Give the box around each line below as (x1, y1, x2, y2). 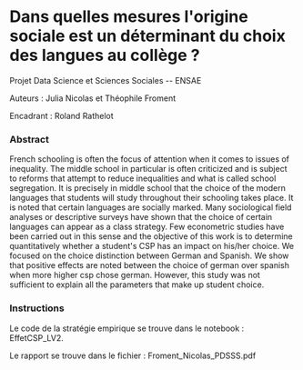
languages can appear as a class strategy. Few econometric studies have (9, 221, 285, 233)
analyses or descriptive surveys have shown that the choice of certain (9, 212, 273, 223)
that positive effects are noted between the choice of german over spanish (9, 260, 289, 271)
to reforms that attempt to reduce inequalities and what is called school (9, 173, 277, 184)
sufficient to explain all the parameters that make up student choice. (9, 279, 265, 290)
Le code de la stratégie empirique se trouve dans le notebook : (9, 323, 245, 334)
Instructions (9, 302, 66, 315)
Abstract (9, 133, 50, 145)
